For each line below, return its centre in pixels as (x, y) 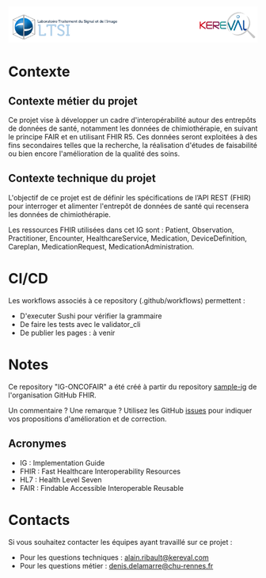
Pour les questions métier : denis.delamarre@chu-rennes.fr (116, 565)
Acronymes (38, 444)
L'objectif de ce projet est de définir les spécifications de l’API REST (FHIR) (129, 197)
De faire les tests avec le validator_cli (80, 324)
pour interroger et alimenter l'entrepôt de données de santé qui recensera (129, 206)
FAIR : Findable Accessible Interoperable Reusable (102, 488)
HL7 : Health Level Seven (61, 479)
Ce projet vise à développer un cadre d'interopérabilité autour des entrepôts (132, 120)
